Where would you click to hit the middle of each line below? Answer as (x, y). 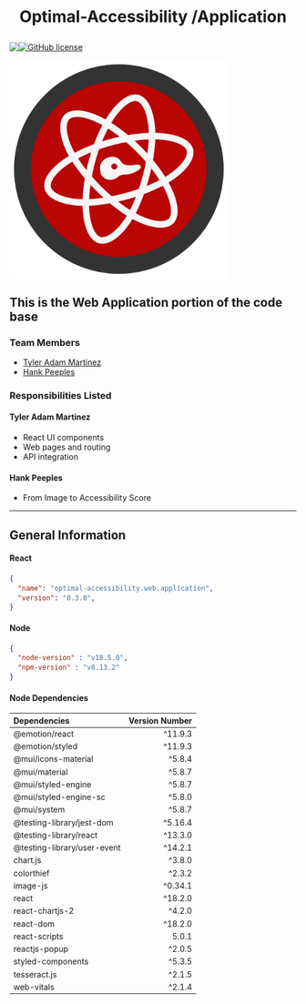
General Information (68, 535)
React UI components (63, 437)
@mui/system (39, 810)
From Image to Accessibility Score (87, 498)
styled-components (51, 961)
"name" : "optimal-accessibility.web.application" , (116, 588)
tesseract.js (35, 974)
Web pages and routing (66, 447)
